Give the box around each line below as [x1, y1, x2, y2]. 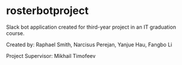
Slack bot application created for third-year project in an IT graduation [6, 23, 177, 30]
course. [6, 29, 25, 36]
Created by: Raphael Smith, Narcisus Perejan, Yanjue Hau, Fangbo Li [6, 41, 173, 48]
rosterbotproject [6, 4, 89, 18]
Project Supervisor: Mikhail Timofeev [6, 52, 96, 59]
